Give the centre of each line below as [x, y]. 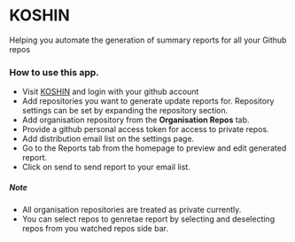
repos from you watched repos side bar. [95, 229]
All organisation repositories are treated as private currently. [132, 210]
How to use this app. [54, 72]
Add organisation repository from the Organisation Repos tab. [136, 120]
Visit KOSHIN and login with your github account [110, 92]
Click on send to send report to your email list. [106, 167]
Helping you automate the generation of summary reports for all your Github [148, 40]
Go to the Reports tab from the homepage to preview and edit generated [154, 148]
